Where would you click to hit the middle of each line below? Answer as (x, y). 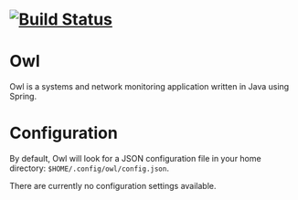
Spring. (23, 97)
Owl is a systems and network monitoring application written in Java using (149, 87)
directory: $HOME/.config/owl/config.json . (89, 168)
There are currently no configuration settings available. (113, 186)
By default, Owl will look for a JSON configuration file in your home (136, 159)
